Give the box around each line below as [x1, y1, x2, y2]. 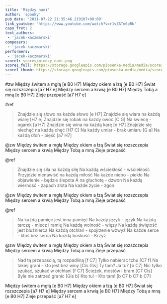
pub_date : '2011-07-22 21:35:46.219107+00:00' [5, 16, 103, 21]
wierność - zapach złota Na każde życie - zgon [17, 182, 115, 188]
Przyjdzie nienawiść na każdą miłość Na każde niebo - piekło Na [17, 172, 150, 177]
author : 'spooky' [5, 12, 41, 17]
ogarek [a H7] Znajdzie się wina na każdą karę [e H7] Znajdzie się [17, 122, 152, 128]
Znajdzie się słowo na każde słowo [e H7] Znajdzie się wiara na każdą [17, 111, 161, 117]
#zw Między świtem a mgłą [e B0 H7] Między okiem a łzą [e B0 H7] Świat [5, 81, 156, 87]
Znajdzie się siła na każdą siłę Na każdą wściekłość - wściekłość [17, 166, 150, 172]
